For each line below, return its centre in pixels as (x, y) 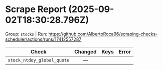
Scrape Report (36, 9)
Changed (86, 51)
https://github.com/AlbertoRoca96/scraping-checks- (103, 34)
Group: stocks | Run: (26, 34)
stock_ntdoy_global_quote (39, 60)
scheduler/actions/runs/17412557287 (43, 39)
